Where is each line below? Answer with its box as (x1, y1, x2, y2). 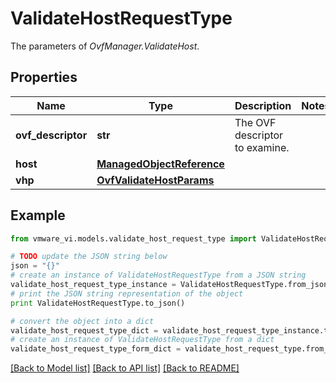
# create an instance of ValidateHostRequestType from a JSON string (10, 270, 307, 281)
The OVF (234, 115, 277, 129)
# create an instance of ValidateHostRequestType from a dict (10, 335, 275, 345)
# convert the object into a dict (10, 316, 155, 326)
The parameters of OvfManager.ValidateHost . (10, 40, 200, 52)
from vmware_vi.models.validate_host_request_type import (10, 233, 257, 244)
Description (234, 98, 292, 112)
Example (10, 207, 66, 224)
